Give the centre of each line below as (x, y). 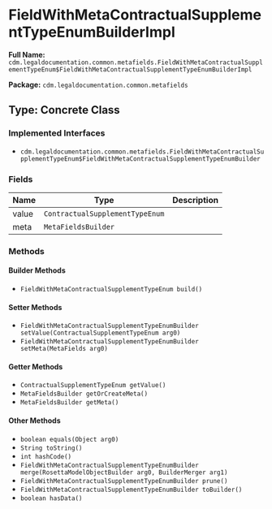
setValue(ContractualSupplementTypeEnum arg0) (100, 333)
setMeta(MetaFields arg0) (64, 349)
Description (195, 200)
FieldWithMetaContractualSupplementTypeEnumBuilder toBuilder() (131, 490)
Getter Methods (36, 366)
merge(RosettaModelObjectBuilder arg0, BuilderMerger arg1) (124, 472)
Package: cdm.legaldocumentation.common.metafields (98, 84)
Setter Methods (35, 307)
